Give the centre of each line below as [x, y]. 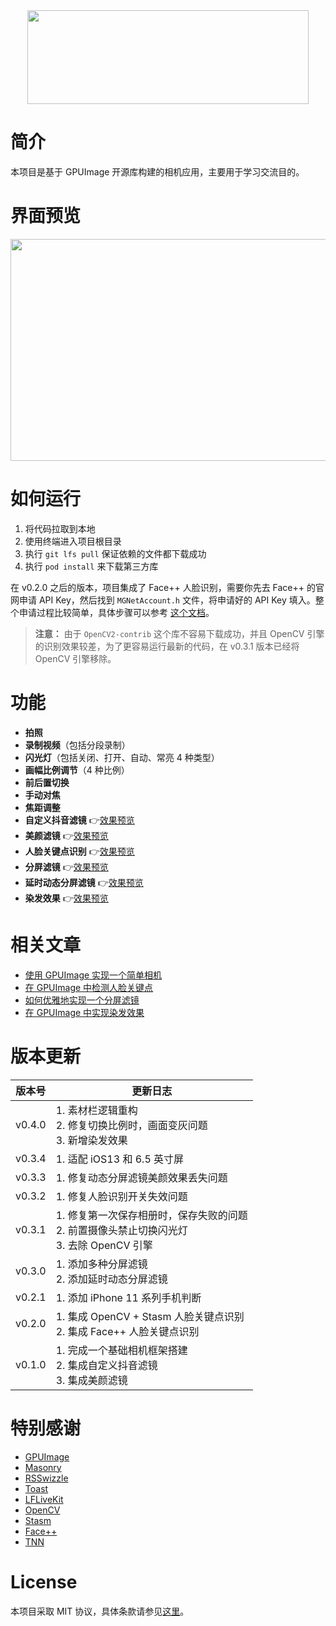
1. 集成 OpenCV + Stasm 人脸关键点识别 [150, 1316]
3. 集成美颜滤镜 [91, 1380]
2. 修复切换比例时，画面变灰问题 [131, 1125]
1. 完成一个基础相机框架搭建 [121, 1350]
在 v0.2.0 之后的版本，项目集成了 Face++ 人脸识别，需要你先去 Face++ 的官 [167, 587]
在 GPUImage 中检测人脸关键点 [89, 987]
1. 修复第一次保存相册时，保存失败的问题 [151, 1215]
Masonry [43, 1467]
